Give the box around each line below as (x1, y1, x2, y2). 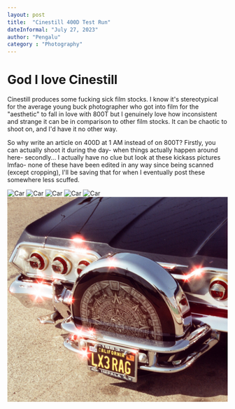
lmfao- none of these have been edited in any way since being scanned (7, 161, 214, 169)
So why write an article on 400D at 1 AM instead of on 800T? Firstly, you (7, 139, 216, 147)
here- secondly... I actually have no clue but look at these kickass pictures (7, 153, 221, 162)
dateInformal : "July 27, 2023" (7, 26, 99, 33)
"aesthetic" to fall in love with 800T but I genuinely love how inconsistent (7, 110, 218, 118)
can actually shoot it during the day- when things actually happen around (7, 146, 218, 154)
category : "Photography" (7, 41, 83, 48)
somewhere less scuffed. (7, 176, 80, 184)
